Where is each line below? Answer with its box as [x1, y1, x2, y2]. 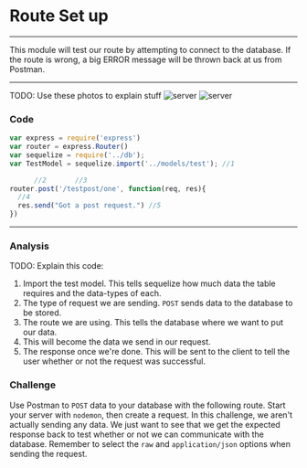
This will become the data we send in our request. [22, 336, 212, 347]
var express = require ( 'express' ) [9, 133, 142, 143]
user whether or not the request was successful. [22, 356, 206, 367]
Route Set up [9, 5, 109, 27]
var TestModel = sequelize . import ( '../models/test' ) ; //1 [9, 159, 235, 168]
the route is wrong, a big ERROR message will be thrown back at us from [9, 54, 282, 65]
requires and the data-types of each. [22, 288, 162, 299]
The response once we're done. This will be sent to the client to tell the [22, 346, 291, 357]
